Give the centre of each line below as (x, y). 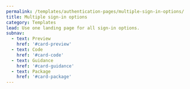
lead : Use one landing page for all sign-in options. (73, 28)
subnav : (15, 33)
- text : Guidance (32, 60)
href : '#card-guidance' (46, 66)
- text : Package (31, 71)
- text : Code (27, 50)
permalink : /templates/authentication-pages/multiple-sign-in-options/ (95, 11)
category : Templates (31, 22)
